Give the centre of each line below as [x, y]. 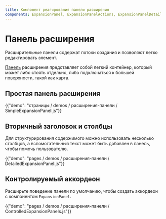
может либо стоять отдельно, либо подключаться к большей [70, 73]
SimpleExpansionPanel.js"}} [34, 111]
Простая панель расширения [53, 93]
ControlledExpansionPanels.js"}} [38, 211]
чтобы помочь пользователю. [37, 149]
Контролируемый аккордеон [53, 179]
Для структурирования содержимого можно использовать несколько [80, 138]
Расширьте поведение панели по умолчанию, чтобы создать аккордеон [82, 191]
